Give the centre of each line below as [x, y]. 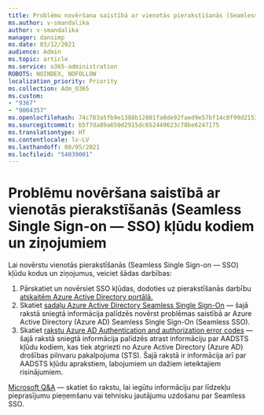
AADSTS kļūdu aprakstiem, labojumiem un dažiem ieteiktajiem [120, 364]
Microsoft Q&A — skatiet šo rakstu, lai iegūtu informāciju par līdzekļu [119, 387]
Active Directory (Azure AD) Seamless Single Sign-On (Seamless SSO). [135, 322]
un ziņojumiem [58, 243]
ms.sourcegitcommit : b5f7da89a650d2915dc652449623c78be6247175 [114, 125]
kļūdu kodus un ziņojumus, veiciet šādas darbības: [90, 274]
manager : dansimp [37, 37]
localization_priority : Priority [63, 81]
